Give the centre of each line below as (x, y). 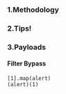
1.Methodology (33, 10)
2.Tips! (19, 28)
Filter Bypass (27, 63)
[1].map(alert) (29, 78)
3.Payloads (27, 47)
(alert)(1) (23, 84)
